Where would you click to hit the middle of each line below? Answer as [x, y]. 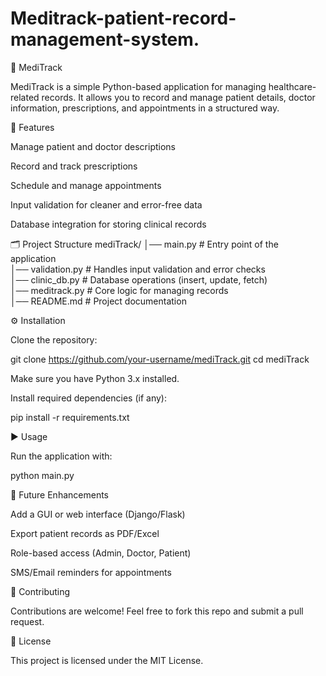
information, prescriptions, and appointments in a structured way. [145, 108]
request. [27, 621]
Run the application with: [61, 456]
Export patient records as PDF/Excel [85, 533]
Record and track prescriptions [74, 166]
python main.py [42, 475]
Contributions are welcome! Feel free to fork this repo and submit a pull [157, 611]
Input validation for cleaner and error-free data [106, 204]
